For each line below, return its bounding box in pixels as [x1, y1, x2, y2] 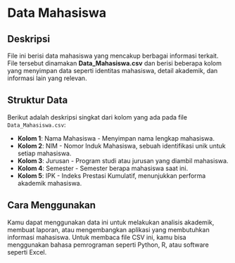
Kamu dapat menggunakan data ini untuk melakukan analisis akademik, [7, 218, 215, 226]
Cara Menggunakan [7, 199, 96, 212]
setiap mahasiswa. [17, 149, 72, 158]
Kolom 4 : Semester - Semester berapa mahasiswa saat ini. [17, 164, 189, 172]
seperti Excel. [7, 248, 47, 256]
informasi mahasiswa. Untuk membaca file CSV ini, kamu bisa [7, 233, 186, 241]
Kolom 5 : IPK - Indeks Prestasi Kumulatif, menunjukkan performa [17, 171, 206, 180]
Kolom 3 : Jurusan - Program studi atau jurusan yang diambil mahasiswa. [17, 156, 229, 165]
